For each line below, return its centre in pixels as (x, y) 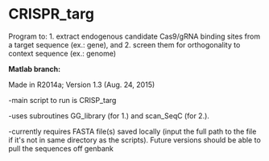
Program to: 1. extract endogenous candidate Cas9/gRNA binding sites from (134, 36)
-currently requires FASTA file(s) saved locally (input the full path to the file (132, 131)
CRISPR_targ (52, 14)
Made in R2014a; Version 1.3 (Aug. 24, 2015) (82, 85)
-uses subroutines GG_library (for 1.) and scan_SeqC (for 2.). (109, 116)
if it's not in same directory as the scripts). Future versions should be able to (135, 140)
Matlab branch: (35, 68)
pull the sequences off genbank (61, 148)
